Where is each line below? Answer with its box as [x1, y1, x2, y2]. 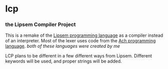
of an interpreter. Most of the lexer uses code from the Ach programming [5, 38, 156, 44]
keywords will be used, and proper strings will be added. [5, 58, 122, 64]
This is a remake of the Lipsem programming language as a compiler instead [5, 32, 163, 38]
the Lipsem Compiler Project [5, 21, 76, 28]
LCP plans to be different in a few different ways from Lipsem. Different [5, 53, 152, 59]
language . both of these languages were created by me [5, 43, 120, 49]
